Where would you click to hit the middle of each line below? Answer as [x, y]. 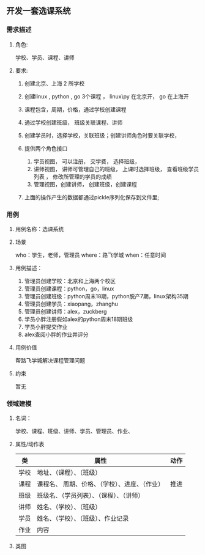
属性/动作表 [30, 444]
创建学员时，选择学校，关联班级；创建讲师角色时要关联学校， [102, 135]
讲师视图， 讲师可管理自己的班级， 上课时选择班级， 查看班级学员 [116, 169]
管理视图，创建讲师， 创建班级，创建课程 [85, 184]
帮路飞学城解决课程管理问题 [50, 360]
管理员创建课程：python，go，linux [69, 289]
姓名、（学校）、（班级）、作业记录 [83, 518]
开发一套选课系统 [39, 11]
